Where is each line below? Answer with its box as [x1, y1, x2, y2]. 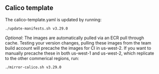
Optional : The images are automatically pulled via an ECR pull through [5, 35, 144, 41]
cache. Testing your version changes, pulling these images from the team [5, 40, 151, 45]
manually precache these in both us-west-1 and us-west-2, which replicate [5, 50, 155, 56]
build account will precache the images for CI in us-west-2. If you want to [5, 45, 151, 51]
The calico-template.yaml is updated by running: [5, 16, 102, 22]
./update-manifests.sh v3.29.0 [5, 26, 68, 31]
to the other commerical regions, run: [5, 55, 79, 61]
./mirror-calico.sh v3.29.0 [5, 65, 62, 70]
